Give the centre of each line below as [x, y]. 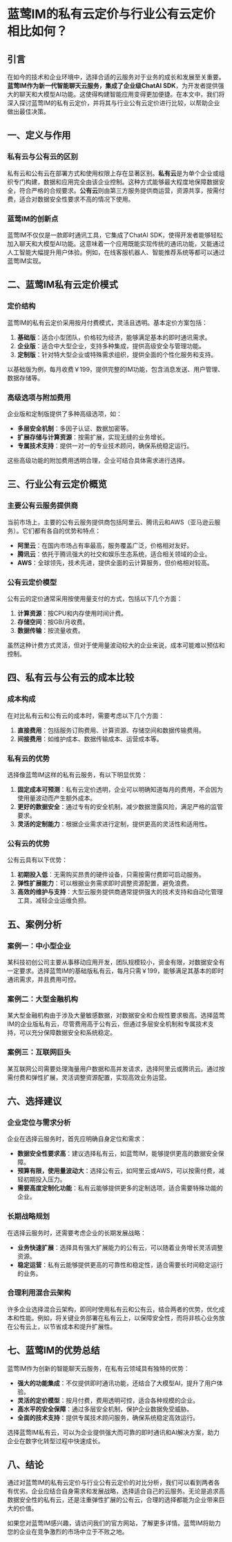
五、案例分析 [35, 924]
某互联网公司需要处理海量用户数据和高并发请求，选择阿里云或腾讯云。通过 [113, 1069]
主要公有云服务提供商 [42, 506]
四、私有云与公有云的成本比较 [71, 678]
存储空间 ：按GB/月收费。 [53, 622]
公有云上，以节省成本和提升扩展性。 [64, 1326]
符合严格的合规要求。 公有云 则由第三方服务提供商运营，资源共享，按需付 [122, 190]
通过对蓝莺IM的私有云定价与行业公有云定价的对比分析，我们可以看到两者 [110, 1483]
